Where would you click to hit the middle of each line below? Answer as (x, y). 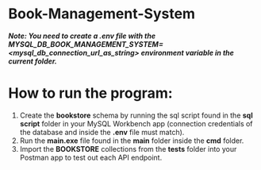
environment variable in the (187, 52)
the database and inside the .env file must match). (102, 132)
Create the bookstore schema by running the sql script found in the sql (136, 115)
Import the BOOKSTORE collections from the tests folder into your (128, 149)
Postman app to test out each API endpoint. (91, 157)
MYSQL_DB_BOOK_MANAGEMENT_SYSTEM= (86, 44)
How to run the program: (90, 93)
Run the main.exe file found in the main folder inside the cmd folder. (132, 141)
